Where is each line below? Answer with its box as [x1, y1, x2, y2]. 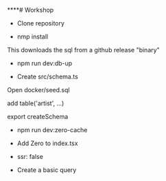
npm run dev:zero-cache [16, 126, 88, 134]
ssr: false [16, 153, 43, 160]
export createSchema [7, 113, 69, 120]
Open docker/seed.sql [7, 86, 70, 94]
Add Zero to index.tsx [16, 139, 78, 147]
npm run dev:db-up [16, 59, 73, 67]
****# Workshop [7, 6, 54, 14]
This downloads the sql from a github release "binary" [7, 46, 160, 54]
